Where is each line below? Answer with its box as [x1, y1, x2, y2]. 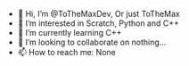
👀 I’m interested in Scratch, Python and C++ [17, 18, 180, 29]
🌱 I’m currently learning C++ [17, 28, 122, 37]
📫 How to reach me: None [17, 47, 116, 57]
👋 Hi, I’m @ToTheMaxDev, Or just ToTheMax [17, 9, 180, 19]
